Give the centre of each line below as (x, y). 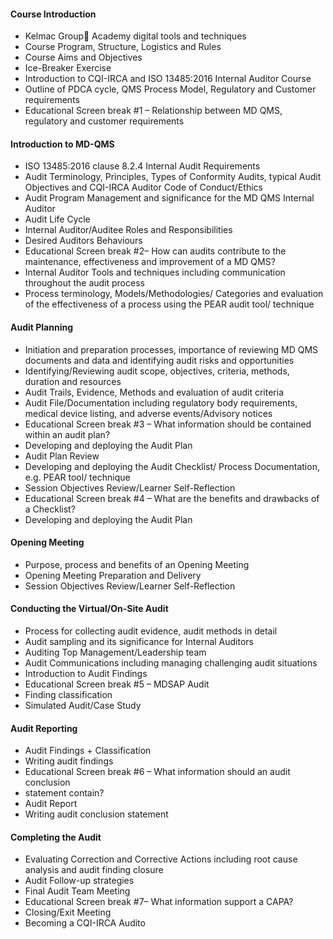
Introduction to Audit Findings (86, 674)
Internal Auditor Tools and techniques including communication (155, 272)
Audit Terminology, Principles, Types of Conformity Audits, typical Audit (173, 177)
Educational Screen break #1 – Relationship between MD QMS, (153, 111)
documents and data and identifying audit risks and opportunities (159, 360)
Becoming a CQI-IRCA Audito (85, 923)
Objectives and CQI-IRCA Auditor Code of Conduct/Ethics (143, 187)
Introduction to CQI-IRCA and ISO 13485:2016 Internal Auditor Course (168, 79)
